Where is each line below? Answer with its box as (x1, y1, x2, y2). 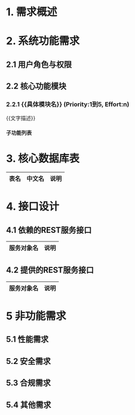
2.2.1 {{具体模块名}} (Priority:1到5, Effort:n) (6, 100, 130, 108)
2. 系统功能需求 (6, 35, 80, 47)
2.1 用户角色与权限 (6, 59, 72, 69)
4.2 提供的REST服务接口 (6, 265, 94, 275)
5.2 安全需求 (6, 356, 51, 366)
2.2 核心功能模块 (6, 81, 67, 91)
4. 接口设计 (6, 200, 60, 213)
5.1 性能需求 (6, 335, 49, 345)
